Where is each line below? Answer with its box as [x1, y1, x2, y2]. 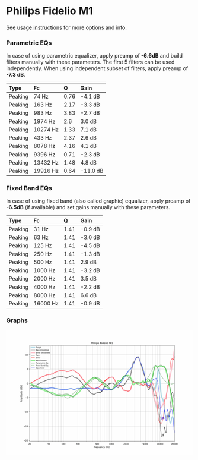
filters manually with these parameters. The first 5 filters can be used [6, 58, 175, 66]
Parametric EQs [6, 39, 52, 47]
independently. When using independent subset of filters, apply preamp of [6, 65, 189, 72]
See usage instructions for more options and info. [6, 24, 127, 31]
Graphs [6, 316, 28, 324]
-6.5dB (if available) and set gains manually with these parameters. [6, 204, 171, 211]
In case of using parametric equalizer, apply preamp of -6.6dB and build [6, 52, 183, 59]
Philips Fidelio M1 [6, 4, 93, 18]
